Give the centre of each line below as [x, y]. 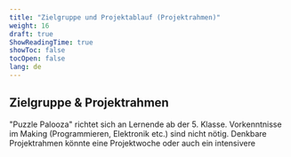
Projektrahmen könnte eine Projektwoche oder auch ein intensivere [133, 143]
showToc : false [37, 51]
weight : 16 [29, 26]
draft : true [31, 34]
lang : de [25, 67]
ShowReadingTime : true [51, 42]
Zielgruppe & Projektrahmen [89, 103]
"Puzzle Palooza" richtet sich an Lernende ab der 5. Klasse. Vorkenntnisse [145, 124]
